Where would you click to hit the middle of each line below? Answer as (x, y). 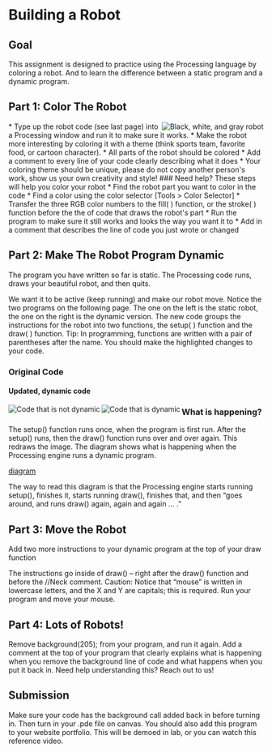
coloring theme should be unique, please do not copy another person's (127, 169)
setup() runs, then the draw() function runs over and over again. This (123, 438)
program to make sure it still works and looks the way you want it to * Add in (136, 221)
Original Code (36, 372)
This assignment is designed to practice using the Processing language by (132, 64)
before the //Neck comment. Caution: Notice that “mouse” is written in (125, 582)
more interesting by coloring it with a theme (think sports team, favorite (127, 143)
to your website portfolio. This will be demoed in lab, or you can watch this (132, 732)
